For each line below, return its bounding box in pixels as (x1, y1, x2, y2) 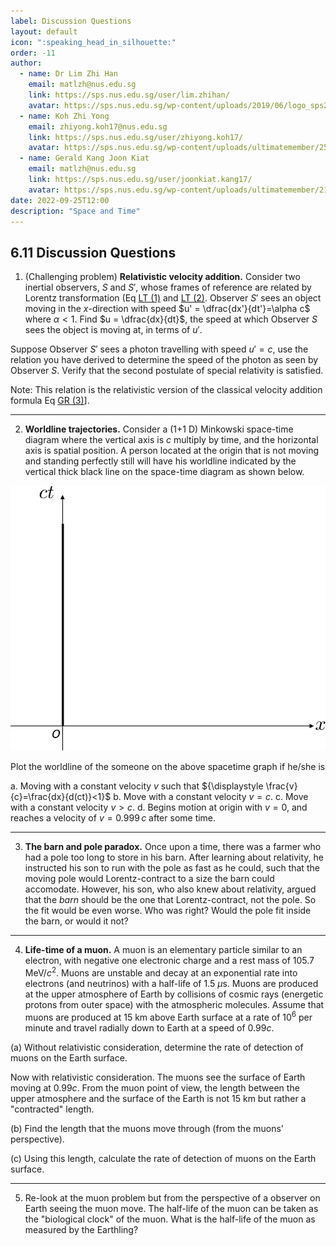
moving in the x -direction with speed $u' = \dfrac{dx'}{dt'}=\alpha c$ (24, 303, 311, 315)
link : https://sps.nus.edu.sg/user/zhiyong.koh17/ (28, 132, 244, 142)
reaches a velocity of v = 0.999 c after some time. (10, 812, 217, 824)
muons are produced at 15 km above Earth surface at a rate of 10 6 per (24, 1009, 313, 1023)
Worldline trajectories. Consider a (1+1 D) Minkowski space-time (24, 423, 294, 435)
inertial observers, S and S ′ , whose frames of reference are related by (24, 281, 312, 294)
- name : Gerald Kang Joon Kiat (19, 153, 150, 164)
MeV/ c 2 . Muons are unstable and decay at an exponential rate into (24, 965, 298, 979)
